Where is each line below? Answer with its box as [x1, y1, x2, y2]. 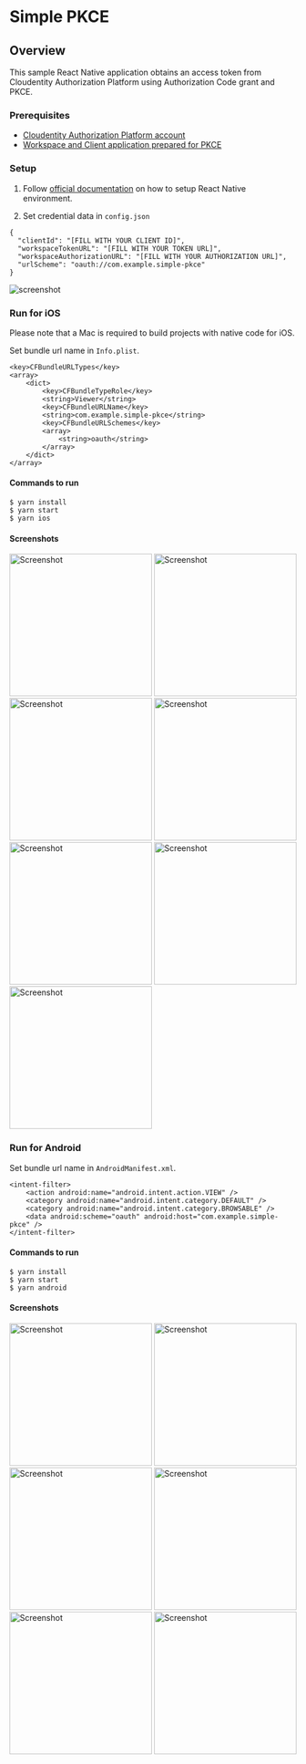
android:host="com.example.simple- [144, 1211, 280, 1221]
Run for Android [9, 1142, 82, 1155]
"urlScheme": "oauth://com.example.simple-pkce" [17, 260, 206, 269]
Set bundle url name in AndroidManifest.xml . [9, 1162, 177, 1173]
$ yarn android [9, 1283, 67, 1292]
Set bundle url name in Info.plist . [9, 345, 139, 356]
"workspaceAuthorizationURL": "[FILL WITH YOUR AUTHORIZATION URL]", [17, 252, 287, 261]
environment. [22, 192, 73, 203]
